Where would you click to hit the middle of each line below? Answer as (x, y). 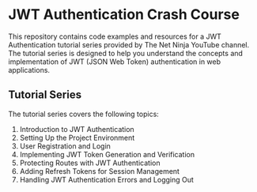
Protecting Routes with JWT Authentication (90, 163)
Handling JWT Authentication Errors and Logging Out (106, 179)
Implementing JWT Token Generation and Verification (107, 154)
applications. (29, 70)
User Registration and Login (65, 146)
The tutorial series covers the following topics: (84, 114)
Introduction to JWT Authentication (77, 129)
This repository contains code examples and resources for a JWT (115, 36)
